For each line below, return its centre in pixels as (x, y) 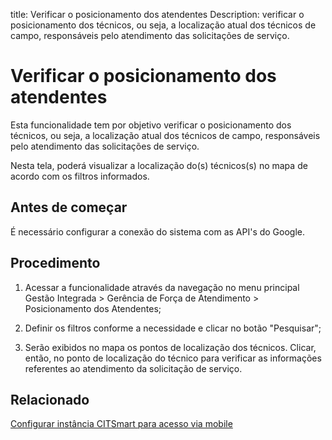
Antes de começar (69, 207)
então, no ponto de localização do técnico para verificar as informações (173, 358)
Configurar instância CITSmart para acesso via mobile (121, 424)
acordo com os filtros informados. (80, 176)
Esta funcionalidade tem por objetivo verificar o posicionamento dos (151, 125)
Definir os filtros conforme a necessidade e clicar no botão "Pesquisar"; (173, 328)
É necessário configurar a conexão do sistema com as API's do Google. (158, 231)
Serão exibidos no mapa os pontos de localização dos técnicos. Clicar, (170, 347)
